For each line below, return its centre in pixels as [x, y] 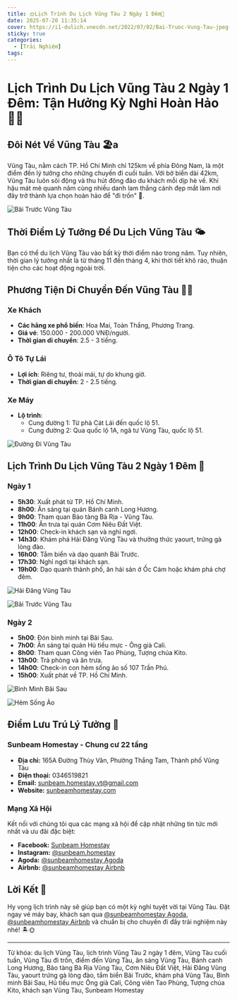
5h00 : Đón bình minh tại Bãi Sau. [66, 637]
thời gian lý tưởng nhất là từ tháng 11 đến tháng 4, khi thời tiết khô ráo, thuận [117, 260]
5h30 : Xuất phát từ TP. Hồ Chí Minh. [70, 501]
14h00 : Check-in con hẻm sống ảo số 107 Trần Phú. [93, 667]
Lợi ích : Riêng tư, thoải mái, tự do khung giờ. [82, 374]
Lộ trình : [30, 415]
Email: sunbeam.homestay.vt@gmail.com [78, 783]
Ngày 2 [20, 622]
